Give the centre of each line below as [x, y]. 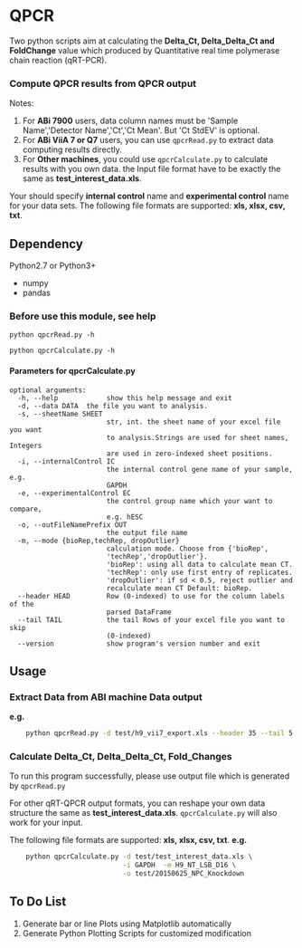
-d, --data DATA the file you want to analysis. [113, 406]
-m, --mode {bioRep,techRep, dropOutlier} [99, 541]
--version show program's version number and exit [139, 644]
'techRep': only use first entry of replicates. [200, 572]
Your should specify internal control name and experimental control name [149, 196]
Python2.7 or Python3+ [53, 266]
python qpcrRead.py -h [52, 335]
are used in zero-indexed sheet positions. [189, 454]
